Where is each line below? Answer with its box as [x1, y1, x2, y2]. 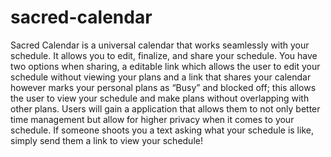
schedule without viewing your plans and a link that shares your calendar [10, 71, 312, 83]
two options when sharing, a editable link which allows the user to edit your [10, 60, 321, 72]
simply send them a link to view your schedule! [10, 134, 203, 146]
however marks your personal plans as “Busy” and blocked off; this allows [10, 81, 317, 93]
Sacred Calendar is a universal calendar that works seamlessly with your [10, 39, 310, 51]
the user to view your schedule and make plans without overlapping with [10, 92, 310, 104]
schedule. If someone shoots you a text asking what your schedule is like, [10, 124, 314, 136]
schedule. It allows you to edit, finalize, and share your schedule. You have [10, 49, 318, 61]
